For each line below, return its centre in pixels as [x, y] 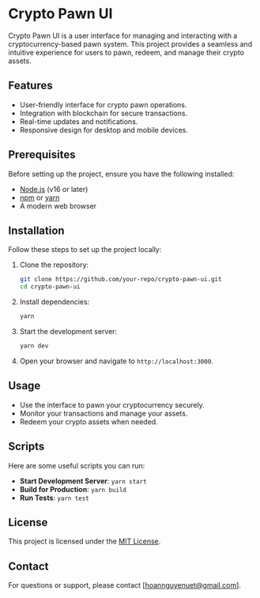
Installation [36, 230]
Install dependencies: [55, 302]
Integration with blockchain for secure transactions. [104, 113]
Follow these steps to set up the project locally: [85, 250]
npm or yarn [40, 197]
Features [30, 86]
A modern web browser [58, 205]
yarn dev [34, 346]
